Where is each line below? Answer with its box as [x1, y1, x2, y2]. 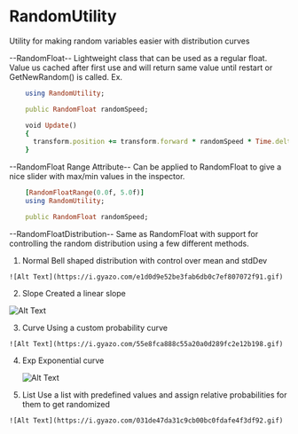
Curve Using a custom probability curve [21, 322, 169, 333]
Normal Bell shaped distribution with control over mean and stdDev [21, 255, 268, 265]
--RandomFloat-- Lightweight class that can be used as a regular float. [9, 52, 268, 63]
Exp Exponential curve [21, 355, 105, 366]
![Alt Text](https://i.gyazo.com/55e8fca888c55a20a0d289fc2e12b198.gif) [9, 339, 284, 348]
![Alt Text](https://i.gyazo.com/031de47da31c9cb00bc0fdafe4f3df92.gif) [9, 415, 284, 425]
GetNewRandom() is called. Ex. [9, 71, 122, 82]
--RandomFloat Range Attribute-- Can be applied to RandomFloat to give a [9, 162, 282, 172]
